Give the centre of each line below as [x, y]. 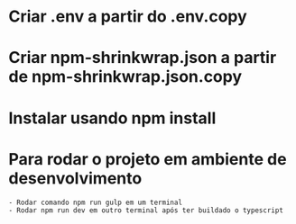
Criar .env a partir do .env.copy [128, 17]
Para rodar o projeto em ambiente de [148, 159]
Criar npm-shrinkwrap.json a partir [143, 58]
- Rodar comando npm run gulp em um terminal [95, 202]
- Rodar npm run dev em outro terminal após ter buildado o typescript [146, 210]
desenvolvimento [75, 178]
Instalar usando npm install [112, 118]
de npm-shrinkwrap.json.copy [125, 77]
